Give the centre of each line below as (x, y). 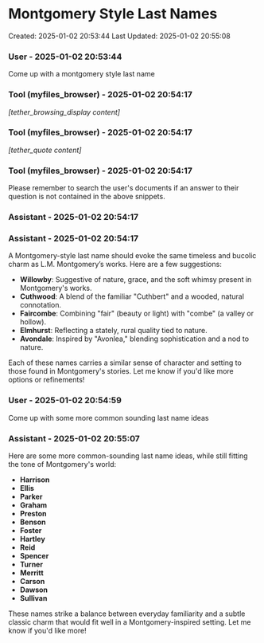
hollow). (33, 322)
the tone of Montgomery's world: (62, 464)
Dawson (34, 590)
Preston (33, 513)
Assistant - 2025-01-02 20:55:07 (74, 438)
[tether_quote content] (45, 150)
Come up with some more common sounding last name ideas (109, 418)
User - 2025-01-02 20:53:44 (65, 57)
